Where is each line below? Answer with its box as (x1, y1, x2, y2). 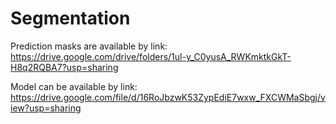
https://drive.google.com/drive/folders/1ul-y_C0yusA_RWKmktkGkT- (10, 50, 292, 62)
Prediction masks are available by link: (10, 40, 168, 52)
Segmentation (10, 7, 131, 30)
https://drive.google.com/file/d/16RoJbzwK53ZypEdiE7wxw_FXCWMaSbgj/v (10, 91, 326, 103)
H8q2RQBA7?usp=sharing (10, 61, 119, 73)
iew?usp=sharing (10, 102, 82, 114)
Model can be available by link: (10, 80, 138, 92)
